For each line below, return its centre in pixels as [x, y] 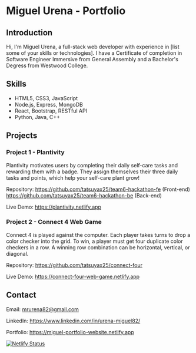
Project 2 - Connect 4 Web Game [54, 222]
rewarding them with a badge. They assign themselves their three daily [92, 171]
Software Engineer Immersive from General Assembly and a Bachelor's [92, 59]
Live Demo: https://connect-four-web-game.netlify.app [73, 276]
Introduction [29, 33]
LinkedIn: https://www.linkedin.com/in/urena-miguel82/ [73, 321]
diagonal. [17, 253]
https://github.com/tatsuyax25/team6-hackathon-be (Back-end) [84, 195]
